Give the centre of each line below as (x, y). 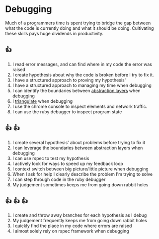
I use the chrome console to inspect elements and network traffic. (80, 106)
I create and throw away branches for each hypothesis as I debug (79, 215)
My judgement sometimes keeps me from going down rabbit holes (80, 184)
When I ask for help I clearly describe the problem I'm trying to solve (82, 174)
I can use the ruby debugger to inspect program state (67, 112)
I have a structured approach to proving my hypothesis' (69, 80)
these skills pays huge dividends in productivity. (54, 33)
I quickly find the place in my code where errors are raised (72, 226)
